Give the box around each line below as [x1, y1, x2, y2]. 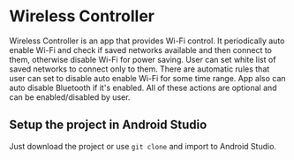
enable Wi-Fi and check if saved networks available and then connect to [9, 44, 272, 55]
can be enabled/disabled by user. [9, 91, 131, 103]
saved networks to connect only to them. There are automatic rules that [9, 64, 270, 74]
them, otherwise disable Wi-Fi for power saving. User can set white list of [9, 54, 276, 65]
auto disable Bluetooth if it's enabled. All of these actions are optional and [9, 82, 277, 93]
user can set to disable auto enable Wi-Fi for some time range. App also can [9, 72, 286, 83]
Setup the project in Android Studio [9, 118, 207, 133]
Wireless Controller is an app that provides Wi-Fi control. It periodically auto [9, 35, 285, 46]
